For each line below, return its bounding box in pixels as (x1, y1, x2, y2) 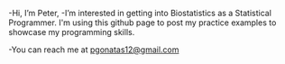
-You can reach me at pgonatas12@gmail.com (8, 44, 179, 55)
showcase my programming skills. (8, 27, 135, 37)
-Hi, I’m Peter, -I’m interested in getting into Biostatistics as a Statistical (8, 8, 272, 18)
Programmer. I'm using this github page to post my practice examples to (8, 17, 277, 28)
